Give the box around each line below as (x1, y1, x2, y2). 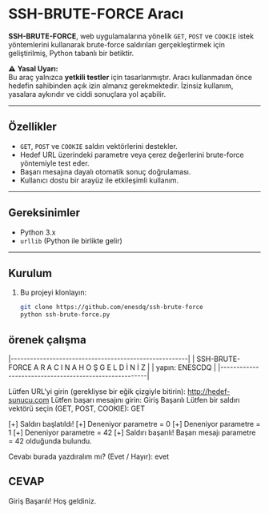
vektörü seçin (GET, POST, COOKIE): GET (8, 404, 146, 413)
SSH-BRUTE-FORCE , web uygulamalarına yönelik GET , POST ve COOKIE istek (8, 31, 255, 41)
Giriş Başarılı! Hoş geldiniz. (8, 496, 97, 505)
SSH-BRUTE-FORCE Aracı (8, 5, 184, 23)
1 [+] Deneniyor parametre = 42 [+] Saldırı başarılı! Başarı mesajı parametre (8, 428, 256, 437)
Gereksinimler (8, 206, 81, 220)
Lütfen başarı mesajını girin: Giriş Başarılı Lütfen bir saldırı (50, 395, 240, 404)
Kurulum (8, 266, 53, 280)
